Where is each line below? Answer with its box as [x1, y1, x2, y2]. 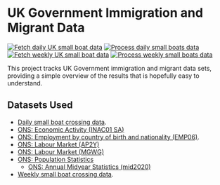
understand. [7, 78, 43, 87]
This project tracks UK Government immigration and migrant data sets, [7, 64, 212, 72]
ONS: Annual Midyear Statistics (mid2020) [27, 163, 151, 171]
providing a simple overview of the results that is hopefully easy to [7, 71, 200, 80]
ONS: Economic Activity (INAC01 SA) [17, 125, 124, 134]
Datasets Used [7, 100, 73, 111]
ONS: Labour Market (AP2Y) [17, 140, 100, 149]
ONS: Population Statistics [17, 155, 94, 163]
